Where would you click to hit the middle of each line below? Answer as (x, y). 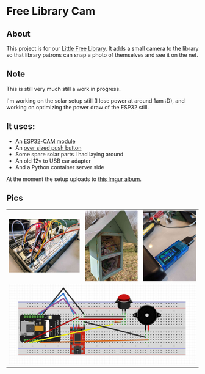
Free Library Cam (51, 11)
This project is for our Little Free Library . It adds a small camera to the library (103, 48)
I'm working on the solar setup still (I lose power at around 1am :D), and (95, 101)
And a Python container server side (60, 167)
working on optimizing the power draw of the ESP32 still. (78, 107)
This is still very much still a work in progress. (63, 89)
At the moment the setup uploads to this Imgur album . (74, 179)
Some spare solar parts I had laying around (69, 154)
